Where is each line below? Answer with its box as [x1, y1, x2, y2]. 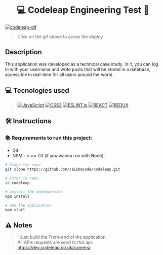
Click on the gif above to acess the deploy [17, 34, 103, 39]
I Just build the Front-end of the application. [17, 234, 107, 240]
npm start [5, 207, 26, 213]
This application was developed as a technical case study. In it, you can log [5, 61, 159, 67]
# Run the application [5, 203, 52, 208]
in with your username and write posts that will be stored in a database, [5, 66, 151, 72]
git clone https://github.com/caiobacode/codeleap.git [5, 167, 121, 172]
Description [5, 48, 42, 56]
